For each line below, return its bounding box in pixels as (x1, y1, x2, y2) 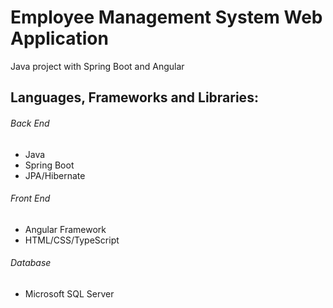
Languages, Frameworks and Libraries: (10, 89, 259, 106)
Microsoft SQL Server (24, 287, 115, 300)
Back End (10, 117, 50, 129)
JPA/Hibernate (24, 169, 86, 181)
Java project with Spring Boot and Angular (10, 60, 185, 72)
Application (10, 27, 109, 50)
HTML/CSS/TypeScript (24, 234, 120, 246)
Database (10, 257, 52, 269)
